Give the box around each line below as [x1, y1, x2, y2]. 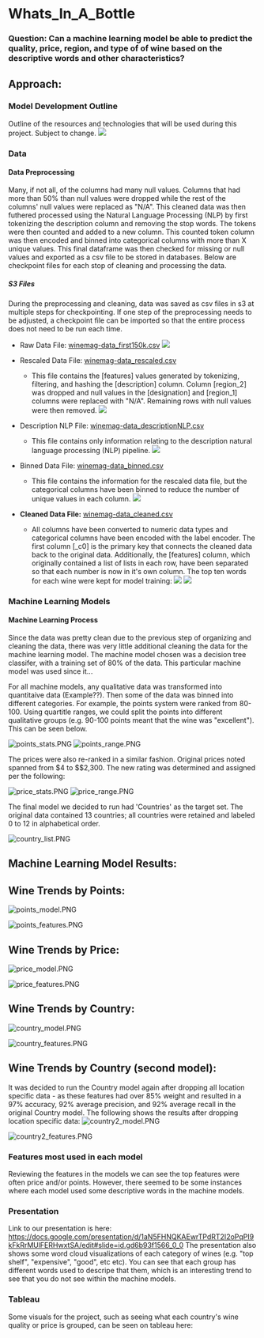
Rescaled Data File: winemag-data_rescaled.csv [19, 355, 177, 365]
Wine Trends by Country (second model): [8, 1061, 217, 1075]
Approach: [8, 77, 62, 91]
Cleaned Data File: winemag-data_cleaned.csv [19, 509, 173, 519]
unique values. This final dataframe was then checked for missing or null [8, 244, 245, 253]
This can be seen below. [8, 724, 88, 734]
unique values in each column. [31, 493, 131, 503]
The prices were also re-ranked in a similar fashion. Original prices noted [8, 754, 246, 764]
